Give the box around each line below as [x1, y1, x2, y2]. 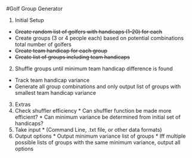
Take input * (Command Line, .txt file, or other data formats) [14, 126, 162, 133]
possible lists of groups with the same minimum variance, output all [14, 139, 181, 145]
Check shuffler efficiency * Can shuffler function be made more [14, 107, 172, 114]
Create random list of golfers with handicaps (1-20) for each [14, 28, 163, 35]
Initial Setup [14, 17, 44, 23]
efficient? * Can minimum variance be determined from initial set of [14, 113, 181, 120]
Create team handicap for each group [14, 47, 108, 54]
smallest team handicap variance [14, 89, 97, 96]
